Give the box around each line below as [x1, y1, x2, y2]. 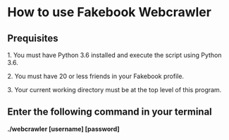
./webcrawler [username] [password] [7, 125, 120, 133]
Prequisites [7, 32, 58, 44]
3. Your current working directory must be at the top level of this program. [7, 86, 222, 94]
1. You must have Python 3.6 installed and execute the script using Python [7, 51, 222, 59]
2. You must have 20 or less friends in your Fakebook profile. [7, 72, 185, 80]
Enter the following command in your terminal [7, 106, 213, 118]
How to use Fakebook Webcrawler [7, 4, 211, 20]
